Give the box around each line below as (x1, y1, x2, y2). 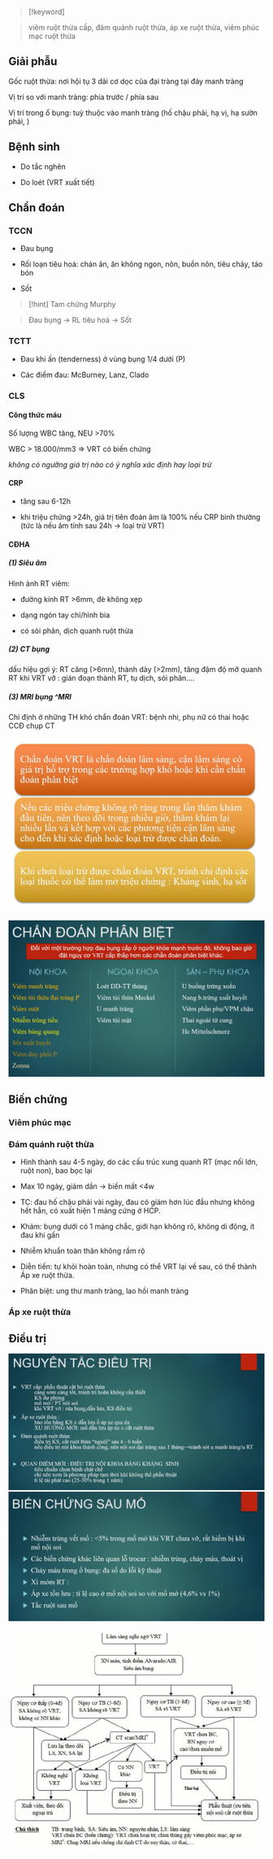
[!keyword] (28, 7, 65, 16)
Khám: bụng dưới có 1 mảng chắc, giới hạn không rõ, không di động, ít (19, 1222, 255, 1232)
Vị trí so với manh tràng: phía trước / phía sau (8, 92, 159, 102)
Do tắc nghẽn (19, 162, 67, 171)
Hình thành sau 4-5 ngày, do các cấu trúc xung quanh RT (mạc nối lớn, (19, 1157, 258, 1167)
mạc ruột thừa (28, 32, 76, 41)
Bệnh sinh (8, 140, 61, 154)
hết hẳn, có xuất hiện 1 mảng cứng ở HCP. (19, 1206, 161, 1215)
